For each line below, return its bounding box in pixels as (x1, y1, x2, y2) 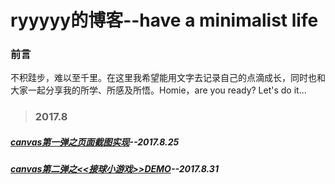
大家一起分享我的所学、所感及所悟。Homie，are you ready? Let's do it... (10, 84, 307, 96)
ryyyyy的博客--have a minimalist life (10, 9, 319, 32)
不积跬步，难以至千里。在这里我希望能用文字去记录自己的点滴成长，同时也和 (10, 72, 326, 84)
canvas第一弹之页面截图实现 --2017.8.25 (10, 136, 180, 148)
